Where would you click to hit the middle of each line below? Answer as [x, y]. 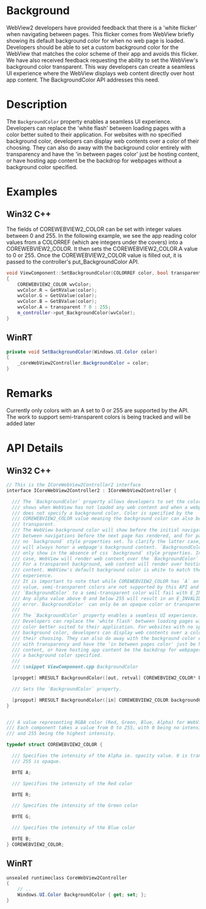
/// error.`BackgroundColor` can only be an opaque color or [92, 604]
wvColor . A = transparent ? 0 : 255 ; [64, 307]
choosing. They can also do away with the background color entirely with [99, 147]
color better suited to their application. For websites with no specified [94, 134]
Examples [32, 192]
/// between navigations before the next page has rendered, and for [102, 536]
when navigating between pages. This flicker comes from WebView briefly [100, 34]
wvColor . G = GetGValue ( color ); [57, 296]
